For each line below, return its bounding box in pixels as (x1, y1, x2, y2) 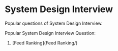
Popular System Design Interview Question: (5, 30, 96, 36)
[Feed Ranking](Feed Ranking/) (12, 39, 78, 46)
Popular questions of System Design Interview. (5, 20, 103, 26)
